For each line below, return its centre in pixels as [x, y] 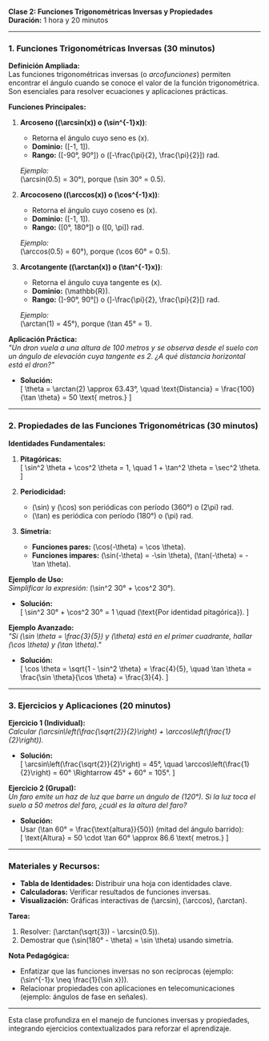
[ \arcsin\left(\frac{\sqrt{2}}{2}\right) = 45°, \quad [102, 764]
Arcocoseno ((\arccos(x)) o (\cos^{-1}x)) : [90, 195]
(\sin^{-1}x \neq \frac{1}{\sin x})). [74, 980]
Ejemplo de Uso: [36, 579]
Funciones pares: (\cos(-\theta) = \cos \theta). [109, 547]
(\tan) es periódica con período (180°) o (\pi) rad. [112, 515]
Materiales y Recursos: [54, 866]
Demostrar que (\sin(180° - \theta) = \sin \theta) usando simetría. [126, 940]
